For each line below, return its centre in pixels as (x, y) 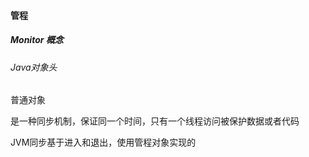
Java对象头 (34, 67)
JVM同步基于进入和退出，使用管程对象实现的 (103, 142)
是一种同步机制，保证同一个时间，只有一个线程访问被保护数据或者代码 (155, 121)
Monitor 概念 (37, 40)
